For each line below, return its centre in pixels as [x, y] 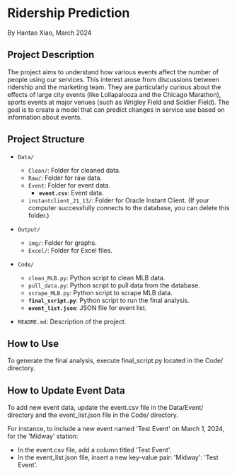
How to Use [33, 344]
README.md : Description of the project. [72, 321]
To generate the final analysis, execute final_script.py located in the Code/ [115, 361]
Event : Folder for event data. [69, 185]
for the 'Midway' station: [43, 436]
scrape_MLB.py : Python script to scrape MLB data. [100, 292]
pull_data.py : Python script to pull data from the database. [114, 285]
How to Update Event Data [67, 390]
